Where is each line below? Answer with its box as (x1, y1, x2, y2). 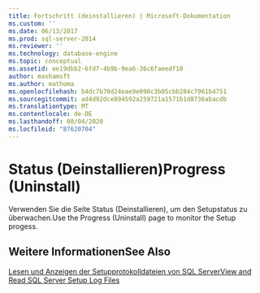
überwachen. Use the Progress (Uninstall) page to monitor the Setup (8, 213, 236, 222)
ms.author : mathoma (8, 80, 75, 88)
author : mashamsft (8, 72, 71, 80)
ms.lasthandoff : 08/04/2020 (8, 118, 104, 126)
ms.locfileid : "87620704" (8, 125, 96, 133)
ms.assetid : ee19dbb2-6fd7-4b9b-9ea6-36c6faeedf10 (8, 65, 184, 73)
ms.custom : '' (8, 19, 57, 28)
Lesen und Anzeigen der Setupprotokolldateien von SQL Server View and (8, 266, 252, 276)
